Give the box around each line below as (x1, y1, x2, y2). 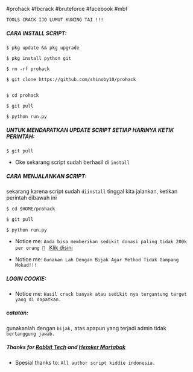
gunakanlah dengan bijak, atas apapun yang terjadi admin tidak (6, 324, 167, 331)
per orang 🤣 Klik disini (14, 244, 73, 251)
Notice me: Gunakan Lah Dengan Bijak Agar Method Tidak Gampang (14, 255, 179, 263)
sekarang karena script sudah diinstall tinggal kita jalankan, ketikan (6, 188, 178, 195)
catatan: (6, 309, 29, 316)
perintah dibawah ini (6, 194, 57, 201)
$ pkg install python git (6, 55, 71, 61)
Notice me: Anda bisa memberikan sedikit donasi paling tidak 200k (14, 237, 187, 244)
